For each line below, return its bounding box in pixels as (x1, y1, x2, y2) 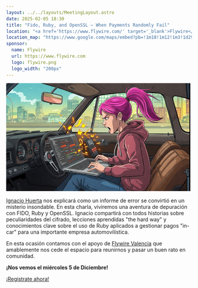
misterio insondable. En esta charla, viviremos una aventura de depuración (6, 203, 187, 210)
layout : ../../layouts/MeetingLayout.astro (6, 9, 115, 15)
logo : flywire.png (11, 59, 57, 65)
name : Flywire (11, 47, 46, 53)
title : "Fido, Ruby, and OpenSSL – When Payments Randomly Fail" (6, 22, 170, 28)
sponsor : (6, 41, 28, 47)
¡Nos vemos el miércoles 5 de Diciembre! (6, 264, 108, 271)
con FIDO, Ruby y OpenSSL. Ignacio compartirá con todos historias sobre (6, 209, 184, 216)
